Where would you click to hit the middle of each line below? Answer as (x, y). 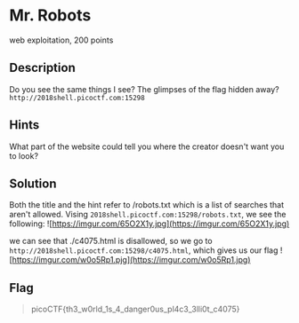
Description (42, 68)
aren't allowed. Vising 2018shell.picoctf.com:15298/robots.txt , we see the (148, 215)
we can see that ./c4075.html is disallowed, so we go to (111, 241)
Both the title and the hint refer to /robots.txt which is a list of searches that (147, 205)
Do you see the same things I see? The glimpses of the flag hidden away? (144, 89)
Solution (33, 183)
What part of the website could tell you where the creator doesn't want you (147, 146)
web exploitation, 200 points (61, 40)
